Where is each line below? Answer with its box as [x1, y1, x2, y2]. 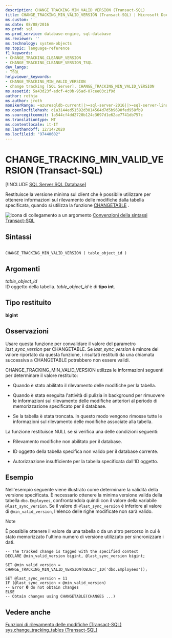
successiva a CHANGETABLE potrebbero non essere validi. [5, 357, 131, 363]
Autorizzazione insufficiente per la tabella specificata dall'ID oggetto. [12, 458, 159, 464]
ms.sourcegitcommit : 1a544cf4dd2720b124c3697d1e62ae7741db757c [5, 112, 143, 118]
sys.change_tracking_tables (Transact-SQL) [5, 627, 98, 633]
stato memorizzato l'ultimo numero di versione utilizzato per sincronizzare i [5, 534, 164, 540]
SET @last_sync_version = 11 [5, 576, 68, 581]
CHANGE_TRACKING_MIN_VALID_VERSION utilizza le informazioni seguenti [5, 367, 164, 373]
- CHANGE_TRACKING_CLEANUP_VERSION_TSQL [5, 60, 93, 65]
